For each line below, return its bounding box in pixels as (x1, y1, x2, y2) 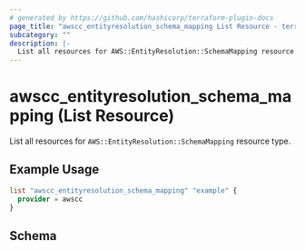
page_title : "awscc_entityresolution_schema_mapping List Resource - (9, 22, 279, 31)
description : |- (9, 38, 71, 48)
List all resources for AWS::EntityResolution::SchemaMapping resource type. (9, 135, 291, 146)
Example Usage (9, 162, 100, 177)
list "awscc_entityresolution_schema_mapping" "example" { (9, 185, 238, 195)
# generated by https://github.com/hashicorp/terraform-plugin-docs (9, 13, 274, 23)
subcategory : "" (9, 30, 71, 39)
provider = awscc (17, 195, 84, 204)
